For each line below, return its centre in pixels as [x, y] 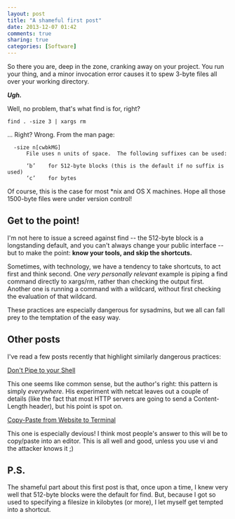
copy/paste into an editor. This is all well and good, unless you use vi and [113, 441]
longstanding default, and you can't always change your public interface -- [116, 245]
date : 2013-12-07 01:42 [42, 27]
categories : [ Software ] [42, 46]
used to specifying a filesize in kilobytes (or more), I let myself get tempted [115, 502]
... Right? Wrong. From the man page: [61, 135]
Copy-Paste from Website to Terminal [61, 420]
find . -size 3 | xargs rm [47, 122]
